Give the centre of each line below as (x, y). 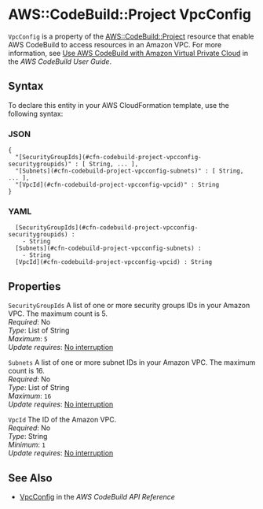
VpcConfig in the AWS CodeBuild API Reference (97, 496)
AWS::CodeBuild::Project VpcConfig (130, 15)
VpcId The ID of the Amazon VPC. (62, 420)
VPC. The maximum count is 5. (58, 314)
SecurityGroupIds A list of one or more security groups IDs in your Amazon (129, 306)
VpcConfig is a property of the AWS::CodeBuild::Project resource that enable (131, 36)
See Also (30, 478)
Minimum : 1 (27, 445)
